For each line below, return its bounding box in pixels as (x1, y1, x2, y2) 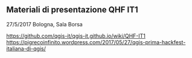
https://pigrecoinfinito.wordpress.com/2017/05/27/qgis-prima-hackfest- (6, 38, 186, 45)
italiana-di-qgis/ (6, 45, 46, 52)
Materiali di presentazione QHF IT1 (6, 5, 139, 15)
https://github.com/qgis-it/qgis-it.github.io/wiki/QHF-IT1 (6, 32, 146, 39)
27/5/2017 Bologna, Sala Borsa (6, 20, 83, 28)
